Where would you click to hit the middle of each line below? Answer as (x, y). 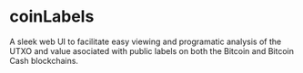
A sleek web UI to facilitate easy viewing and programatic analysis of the (146, 41)
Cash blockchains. (44, 60)
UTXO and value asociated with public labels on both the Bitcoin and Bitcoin (151, 50)
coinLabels (52, 17)
